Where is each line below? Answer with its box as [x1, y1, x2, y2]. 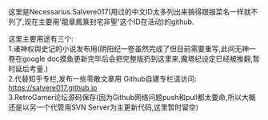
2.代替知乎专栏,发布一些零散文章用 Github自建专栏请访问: [8, 74, 198, 83]
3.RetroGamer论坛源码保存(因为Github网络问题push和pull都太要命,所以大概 [8, 93, 256, 102]
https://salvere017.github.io [8, 83, 98, 92]
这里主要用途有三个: [8, 34, 74, 43]
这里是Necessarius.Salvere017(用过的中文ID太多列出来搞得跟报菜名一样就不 [8, 7, 258, 16]
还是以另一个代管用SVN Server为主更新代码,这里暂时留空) [8, 102, 198, 112]
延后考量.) [14, 64, 49, 74]
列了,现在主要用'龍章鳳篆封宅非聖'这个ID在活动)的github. [8, 17, 194, 26]
